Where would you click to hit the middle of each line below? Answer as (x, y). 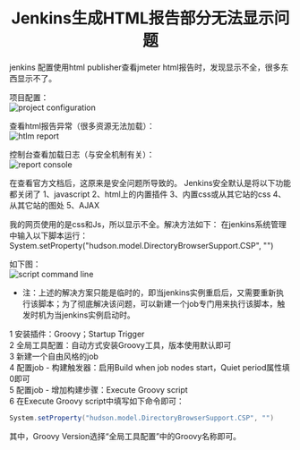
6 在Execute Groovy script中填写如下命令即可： (97, 401)
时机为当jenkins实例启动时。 (83, 315)
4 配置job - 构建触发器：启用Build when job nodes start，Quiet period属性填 (150, 367)
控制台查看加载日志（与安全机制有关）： (82, 154)
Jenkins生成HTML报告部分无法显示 (143, 18)
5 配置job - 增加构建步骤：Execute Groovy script (99, 389)
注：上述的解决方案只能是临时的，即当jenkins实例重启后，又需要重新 (149, 293)
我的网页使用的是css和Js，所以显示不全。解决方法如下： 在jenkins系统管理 (148, 224)
